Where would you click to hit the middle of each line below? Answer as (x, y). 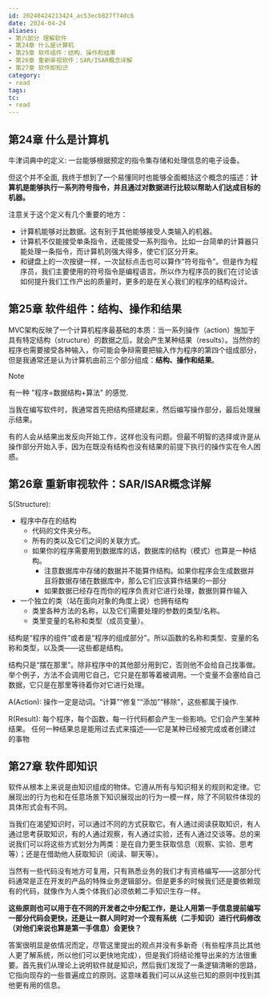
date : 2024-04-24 (37, 23)
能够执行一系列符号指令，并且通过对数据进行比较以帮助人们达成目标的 (145, 187)
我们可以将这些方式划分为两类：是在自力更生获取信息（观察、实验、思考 (134, 844)
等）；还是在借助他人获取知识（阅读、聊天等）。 (85, 854)
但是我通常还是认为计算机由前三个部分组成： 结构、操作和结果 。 (113, 360)
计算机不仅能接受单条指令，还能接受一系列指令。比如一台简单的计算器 (136, 241)
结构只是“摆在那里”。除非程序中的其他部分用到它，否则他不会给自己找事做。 (134, 665)
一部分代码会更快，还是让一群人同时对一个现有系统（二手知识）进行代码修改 (134, 919)
